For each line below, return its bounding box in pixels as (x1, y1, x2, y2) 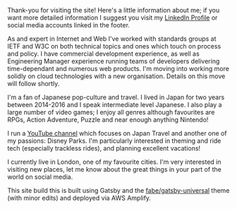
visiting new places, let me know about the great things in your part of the (7, 165, 222, 173)
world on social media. (7, 172, 73, 181)
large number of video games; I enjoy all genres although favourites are (7, 108, 215, 116)
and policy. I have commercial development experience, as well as (7, 49, 200, 58)
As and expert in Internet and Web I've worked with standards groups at (7, 34, 217, 43)
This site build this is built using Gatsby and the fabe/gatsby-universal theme (7, 186, 230, 194)
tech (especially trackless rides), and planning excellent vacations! (7, 144, 201, 152)
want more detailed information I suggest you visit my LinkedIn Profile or (7, 13, 218, 22)
